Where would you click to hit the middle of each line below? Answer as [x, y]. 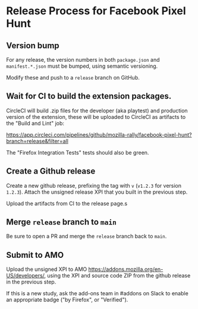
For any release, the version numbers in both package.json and [83, 60]
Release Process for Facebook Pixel [96, 11]
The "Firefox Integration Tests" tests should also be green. [78, 152]
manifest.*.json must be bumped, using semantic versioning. [82, 66]
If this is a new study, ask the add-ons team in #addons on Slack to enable [97, 294]
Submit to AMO [35, 255]
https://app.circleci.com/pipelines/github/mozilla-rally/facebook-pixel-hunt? [99, 134]
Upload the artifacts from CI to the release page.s [67, 203]
